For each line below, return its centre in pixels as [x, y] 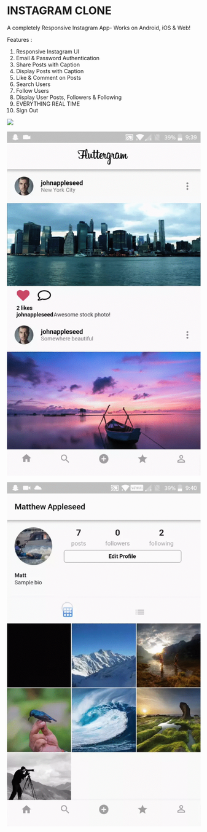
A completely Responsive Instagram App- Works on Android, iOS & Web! [99, 28]
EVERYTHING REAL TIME [48, 104]
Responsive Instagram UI [47, 51]
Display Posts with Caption [50, 71]
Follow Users [32, 90]
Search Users [33, 84]
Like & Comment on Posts [49, 77]
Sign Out [27, 110]
